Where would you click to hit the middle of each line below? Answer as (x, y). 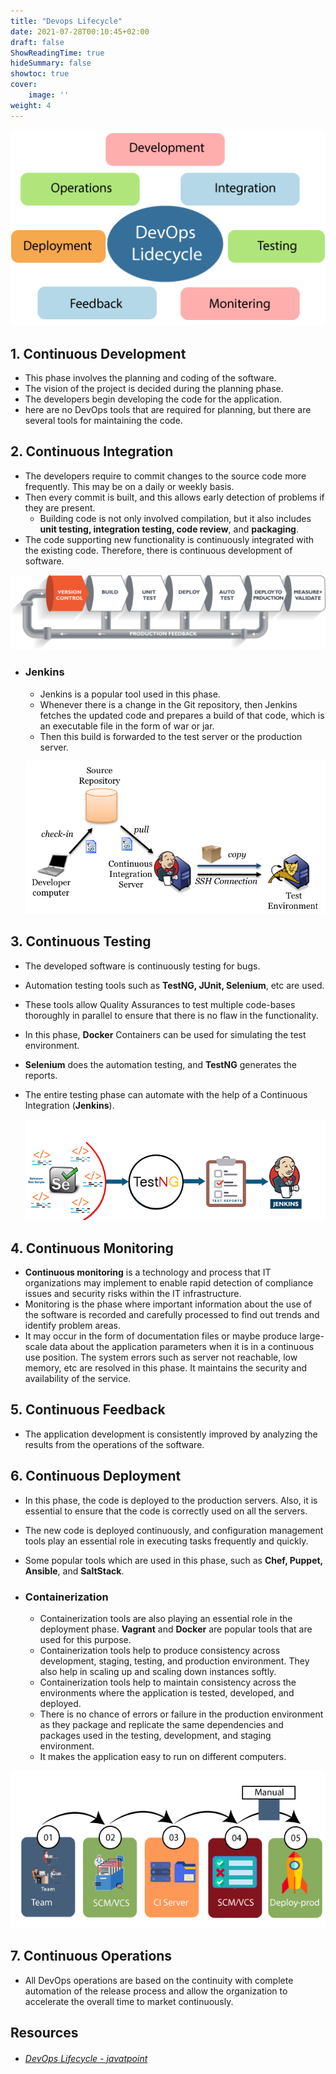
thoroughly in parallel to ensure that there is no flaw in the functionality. (171, 1015)
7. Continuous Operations (91, 1956)
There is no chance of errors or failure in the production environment (181, 1714)
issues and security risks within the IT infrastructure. (133, 1294)
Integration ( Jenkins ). (69, 1105)
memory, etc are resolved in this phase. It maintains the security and (165, 1368)
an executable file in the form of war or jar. (127, 726)
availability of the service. (78, 1379)
